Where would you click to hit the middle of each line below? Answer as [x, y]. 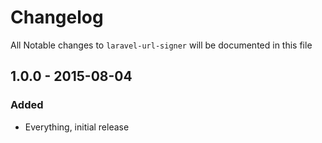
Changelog [57, 17]
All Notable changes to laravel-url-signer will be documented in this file [161, 45]
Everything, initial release [77, 127]
